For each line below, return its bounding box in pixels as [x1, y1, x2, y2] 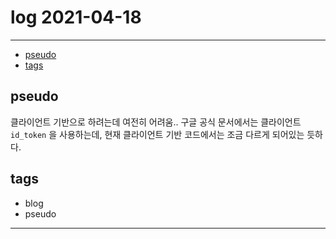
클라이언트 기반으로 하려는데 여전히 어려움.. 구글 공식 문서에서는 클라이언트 [10, 116, 302, 128]
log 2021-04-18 [10, 6, 142, 29]
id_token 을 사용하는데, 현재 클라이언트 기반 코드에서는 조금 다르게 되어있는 [10, 128, 305, 140]
